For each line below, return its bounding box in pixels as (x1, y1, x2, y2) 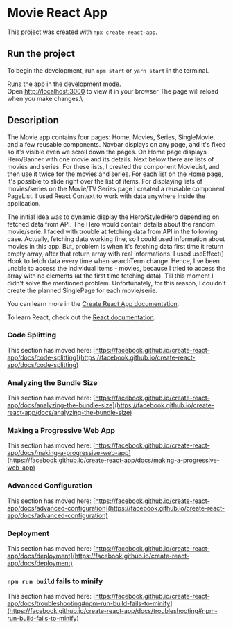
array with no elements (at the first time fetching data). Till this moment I (7, 272, 214, 280)
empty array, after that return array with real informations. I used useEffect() (7, 249, 224, 258)
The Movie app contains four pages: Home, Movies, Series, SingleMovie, (7, 133, 216, 141)
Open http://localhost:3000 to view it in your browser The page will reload (7, 87, 218, 95)
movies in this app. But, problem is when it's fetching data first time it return (7, 242, 224, 250)
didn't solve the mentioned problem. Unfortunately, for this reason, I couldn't (7, 278, 226, 287)
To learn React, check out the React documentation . (7, 313, 156, 321)
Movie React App (7, 5, 108, 21)
